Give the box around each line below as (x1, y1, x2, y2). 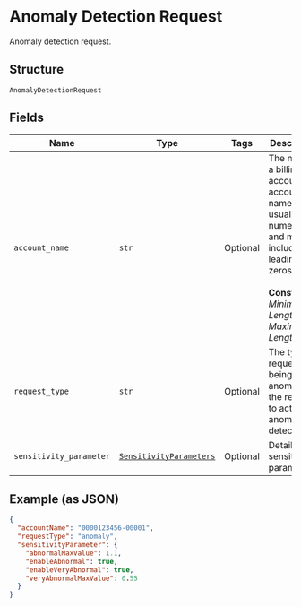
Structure (9, 62, 64, 77)
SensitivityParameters (118, 451, 216, 461)
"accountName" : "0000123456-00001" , (17, 524, 154, 533)
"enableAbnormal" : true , (25, 557, 118, 566)
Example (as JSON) (9, 491, 119, 507)
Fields (9, 110, 45, 126)
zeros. (268, 264, 295, 276)
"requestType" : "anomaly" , (17, 532, 118, 542)
